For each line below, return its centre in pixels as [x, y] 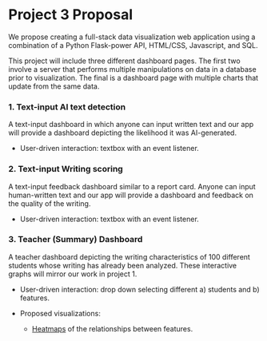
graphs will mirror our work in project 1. [73, 274]
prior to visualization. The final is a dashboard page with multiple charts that [133, 77]
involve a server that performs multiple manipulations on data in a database [133, 69]
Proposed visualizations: [60, 313]
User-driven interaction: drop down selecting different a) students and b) [139, 289]
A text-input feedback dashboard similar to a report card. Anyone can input [132, 186]
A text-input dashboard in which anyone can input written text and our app [131, 125]
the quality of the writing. [50, 203]
